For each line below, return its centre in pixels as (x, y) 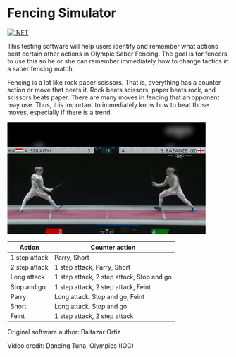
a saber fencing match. (41, 68)
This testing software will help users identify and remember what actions (113, 46)
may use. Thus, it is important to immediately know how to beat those (108, 104)
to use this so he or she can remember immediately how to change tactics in (118, 61)
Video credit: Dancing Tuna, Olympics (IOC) (71, 345)
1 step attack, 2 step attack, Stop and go (113, 277)
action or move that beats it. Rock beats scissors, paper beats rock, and (112, 90)
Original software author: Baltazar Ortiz (64, 332)
